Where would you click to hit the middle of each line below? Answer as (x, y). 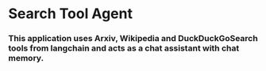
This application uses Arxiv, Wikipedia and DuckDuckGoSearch (133, 39)
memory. (26, 58)
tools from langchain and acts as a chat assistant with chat (124, 48)
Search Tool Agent (71, 14)
